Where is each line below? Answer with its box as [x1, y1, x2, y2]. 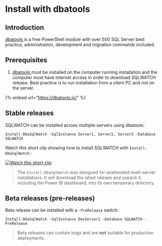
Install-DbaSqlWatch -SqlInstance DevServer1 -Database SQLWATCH [5, 217, 142, 222]
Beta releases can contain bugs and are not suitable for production [17, 230, 154, 236]
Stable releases [5, 109, 54, 118]
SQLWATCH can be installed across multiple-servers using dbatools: [5, 122, 145, 128]
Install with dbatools [5, 3, 90, 15]
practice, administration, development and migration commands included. [5, 42, 156, 48]
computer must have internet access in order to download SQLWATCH [12, 74, 156, 80]
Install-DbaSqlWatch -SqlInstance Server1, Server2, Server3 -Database [5, 131, 156, 137]
